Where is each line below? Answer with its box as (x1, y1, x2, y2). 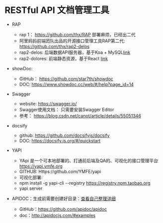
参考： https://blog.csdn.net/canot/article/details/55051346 (19, 112, 141, 118)
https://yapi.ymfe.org (19, 163, 63, 169)
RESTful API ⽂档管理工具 (4, 4, 110, 16)
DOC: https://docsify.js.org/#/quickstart (19, 137, 101, 143)
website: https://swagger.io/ (19, 101, 77, 107)
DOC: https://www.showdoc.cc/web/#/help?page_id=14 (19, 81, 134, 87)
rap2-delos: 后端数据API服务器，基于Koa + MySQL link (19, 49, 130, 55)
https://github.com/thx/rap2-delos (19, 43, 90, 49)
